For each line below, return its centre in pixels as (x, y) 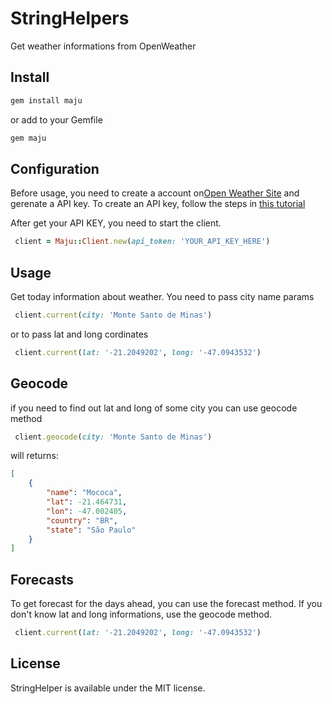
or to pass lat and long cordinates (79, 334)
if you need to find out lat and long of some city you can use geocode (154, 408)
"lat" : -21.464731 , (87, 502)
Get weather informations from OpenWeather (103, 46)
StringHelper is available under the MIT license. (108, 688)
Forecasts (42, 579)
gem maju (28, 138)
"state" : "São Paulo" (91, 530)
